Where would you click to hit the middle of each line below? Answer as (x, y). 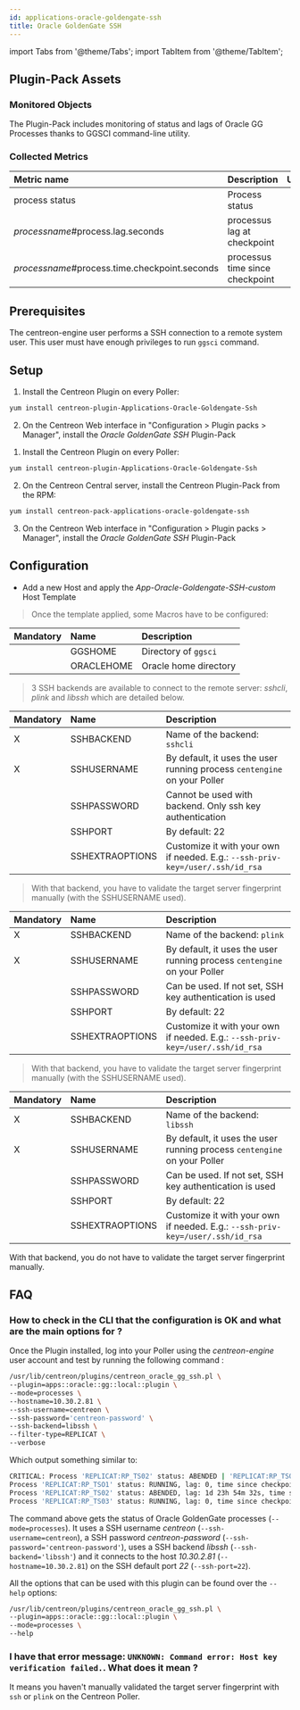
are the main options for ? (66, 1331)
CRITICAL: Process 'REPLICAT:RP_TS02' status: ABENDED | (117, 1477)
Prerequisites (47, 311)
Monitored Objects (50, 104)
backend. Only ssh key (213, 806)
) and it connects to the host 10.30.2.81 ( (146, 1556)
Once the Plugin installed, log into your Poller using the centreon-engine (142, 1351)
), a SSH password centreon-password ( (151, 1537)
